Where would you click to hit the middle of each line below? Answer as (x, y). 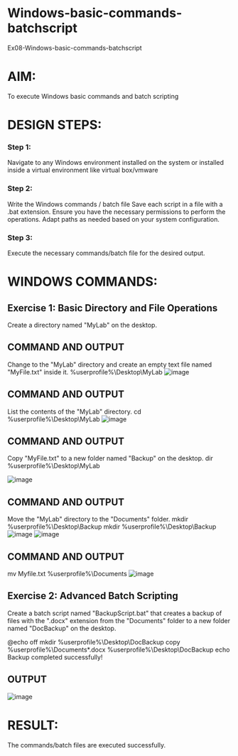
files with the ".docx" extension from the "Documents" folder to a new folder (119, 620)
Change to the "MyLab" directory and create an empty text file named (110, 364)
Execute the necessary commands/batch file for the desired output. (106, 253)
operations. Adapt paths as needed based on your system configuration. (114, 219)
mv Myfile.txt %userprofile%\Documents (67, 574)
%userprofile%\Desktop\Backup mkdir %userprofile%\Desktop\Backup (112, 526)
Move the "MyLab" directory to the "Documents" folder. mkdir (98, 519)
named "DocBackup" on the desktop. (62, 628)
